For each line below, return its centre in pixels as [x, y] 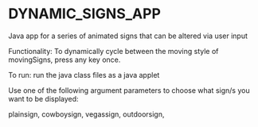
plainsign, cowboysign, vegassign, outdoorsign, [86, 114]
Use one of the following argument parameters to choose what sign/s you [129, 90]
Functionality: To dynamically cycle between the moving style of [113, 51]
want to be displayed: [43, 98]
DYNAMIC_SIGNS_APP [85, 14]
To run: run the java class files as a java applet [84, 75]
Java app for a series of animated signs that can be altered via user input [128, 36]
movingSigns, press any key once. [64, 60]
